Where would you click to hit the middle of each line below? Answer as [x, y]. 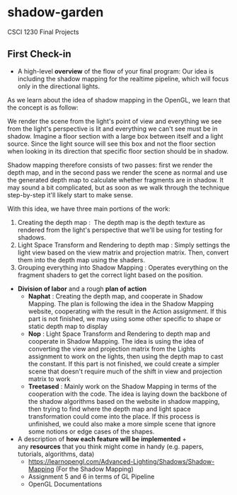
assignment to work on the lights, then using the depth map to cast [126, 356]
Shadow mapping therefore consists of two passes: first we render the [110, 165]
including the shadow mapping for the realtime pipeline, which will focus [123, 78]
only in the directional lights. [59, 86]
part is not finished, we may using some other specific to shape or [125, 318]
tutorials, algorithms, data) [56, 454]
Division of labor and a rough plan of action [82, 289]
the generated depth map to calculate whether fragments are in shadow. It [116, 180]
